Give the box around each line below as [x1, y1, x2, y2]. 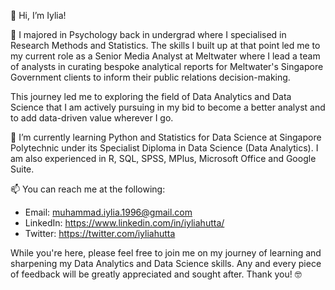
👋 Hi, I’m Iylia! [10, 10, 67, 21]
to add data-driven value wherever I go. [10, 112, 174, 124]
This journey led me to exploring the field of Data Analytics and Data [10, 91, 292, 102]
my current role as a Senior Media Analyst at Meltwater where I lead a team [10, 50, 321, 62]
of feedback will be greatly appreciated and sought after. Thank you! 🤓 [10, 268, 302, 280]
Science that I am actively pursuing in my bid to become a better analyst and [10, 101, 326, 113]
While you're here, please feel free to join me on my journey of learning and [10, 247, 322, 259]
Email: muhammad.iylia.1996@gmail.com [24, 206, 193, 218]
